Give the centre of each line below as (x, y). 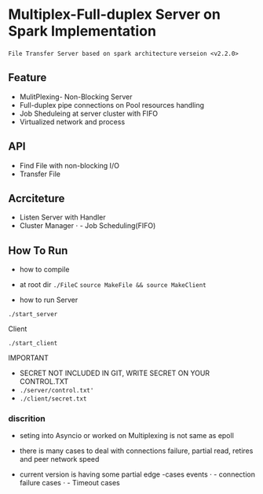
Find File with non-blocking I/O (69, 165)
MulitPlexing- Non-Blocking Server (76, 97)
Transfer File (40, 174)
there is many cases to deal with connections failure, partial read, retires (136, 451)
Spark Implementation (82, 31)
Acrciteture (37, 198)
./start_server (33, 315)
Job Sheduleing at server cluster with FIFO (89, 113)
